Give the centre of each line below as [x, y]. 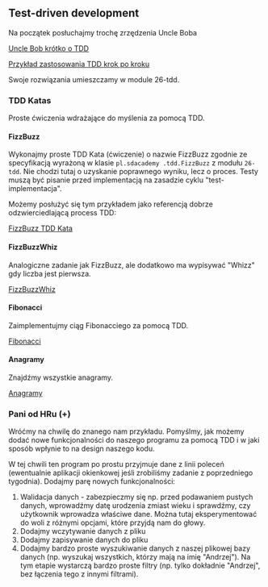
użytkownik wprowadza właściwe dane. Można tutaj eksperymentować [138, 514]
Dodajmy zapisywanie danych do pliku [84, 540]
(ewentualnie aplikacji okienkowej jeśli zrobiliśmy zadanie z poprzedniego [131, 473]
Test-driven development [74, 13]
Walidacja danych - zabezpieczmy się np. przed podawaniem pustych [136, 497]
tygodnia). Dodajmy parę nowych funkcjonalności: [92, 481]
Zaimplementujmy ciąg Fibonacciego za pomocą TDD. [98, 325]
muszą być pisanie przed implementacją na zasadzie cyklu [106, 180]
